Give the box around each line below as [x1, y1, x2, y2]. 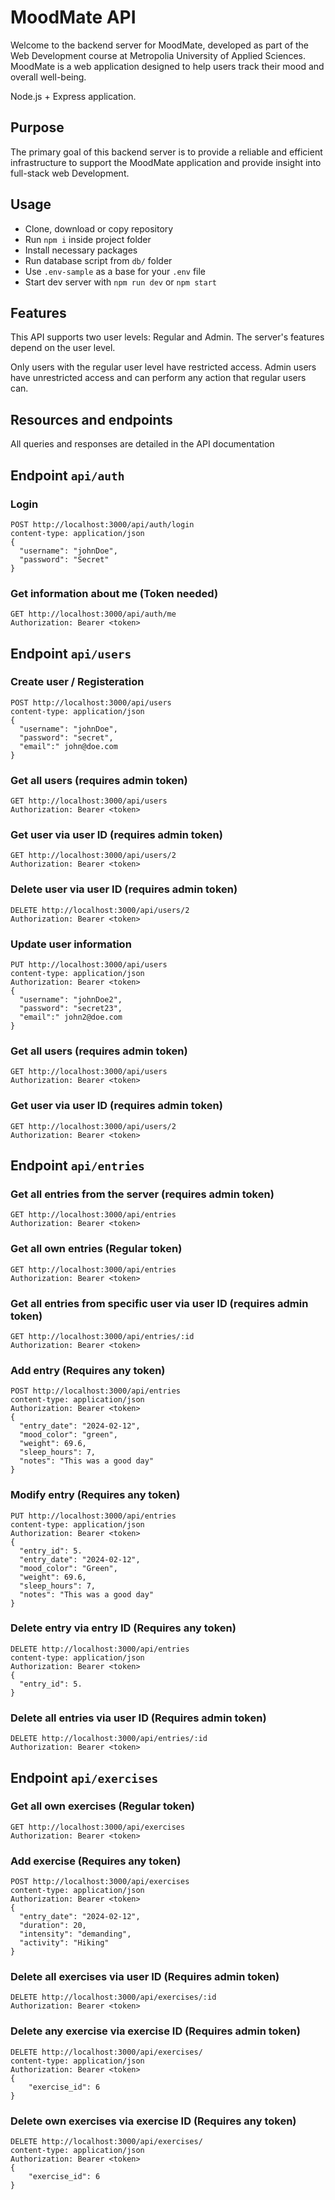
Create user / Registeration [10, 675, 145, 689]
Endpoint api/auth [10, 467, 125, 484]
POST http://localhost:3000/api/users [10, 697, 172, 708]
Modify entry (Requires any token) [10, 1488, 181, 1502]
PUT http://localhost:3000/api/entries [10, 1511, 177, 1521]
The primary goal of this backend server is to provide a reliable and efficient [10, 146, 323, 158]
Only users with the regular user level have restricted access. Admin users [10, 361, 317, 373]
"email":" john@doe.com [19, 741, 118, 751]
